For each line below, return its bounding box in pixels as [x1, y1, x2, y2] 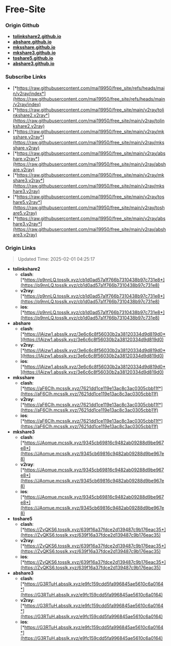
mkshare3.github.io [12, 50, 56, 56]
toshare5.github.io [12, 55, 54, 61]
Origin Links [5, 244, 36, 251]
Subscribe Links [5, 73, 46, 80]
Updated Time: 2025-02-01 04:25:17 [17, 256, 95, 262]
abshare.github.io [12, 39, 52, 45]
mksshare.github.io [12, 44, 56, 51]
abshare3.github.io [12, 60, 55, 67]
